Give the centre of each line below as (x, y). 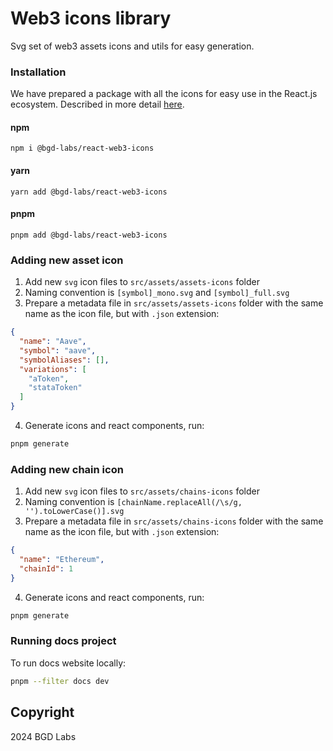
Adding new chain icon (67, 469)
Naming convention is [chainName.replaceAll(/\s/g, (133, 502)
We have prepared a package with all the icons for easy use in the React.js (164, 94)
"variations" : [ (53, 369)
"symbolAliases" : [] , (64, 360)
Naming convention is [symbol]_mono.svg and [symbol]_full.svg (157, 293)
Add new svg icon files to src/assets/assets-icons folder (142, 282)
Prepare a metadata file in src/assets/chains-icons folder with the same (174, 521)
